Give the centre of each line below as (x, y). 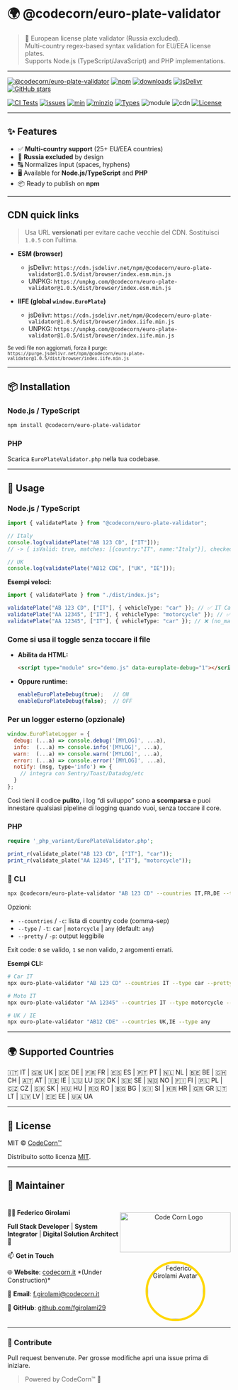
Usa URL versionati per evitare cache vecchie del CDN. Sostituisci (122, 232)
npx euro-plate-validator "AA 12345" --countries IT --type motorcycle (115, 1003)
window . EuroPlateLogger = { (49, 734)
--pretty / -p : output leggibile (61, 936)
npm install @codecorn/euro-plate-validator (74, 426)
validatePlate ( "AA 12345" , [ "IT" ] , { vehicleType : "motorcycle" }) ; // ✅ (119, 615)
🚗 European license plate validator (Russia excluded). (102, 38)
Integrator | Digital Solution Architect (63, 1234)
